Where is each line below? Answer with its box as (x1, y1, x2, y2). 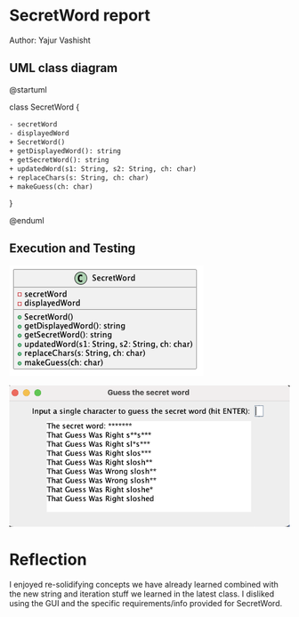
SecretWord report (9, 5, 151, 26)
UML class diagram (9, 61, 118, 76)
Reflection (9, 549, 87, 570)
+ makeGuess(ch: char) (9, 182, 93, 191)
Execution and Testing (9, 241, 136, 256)
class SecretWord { (9, 101, 80, 112)
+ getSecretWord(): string (9, 155, 109, 165)
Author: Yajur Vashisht (9, 35, 91, 45)
